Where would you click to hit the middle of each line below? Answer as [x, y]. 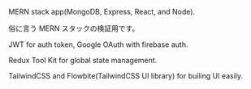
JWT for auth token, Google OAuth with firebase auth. [98, 44]
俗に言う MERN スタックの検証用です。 [74, 28]
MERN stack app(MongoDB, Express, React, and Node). [102, 12]
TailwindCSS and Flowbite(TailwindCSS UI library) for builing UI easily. [126, 76]
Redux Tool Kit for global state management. [83, 60]
